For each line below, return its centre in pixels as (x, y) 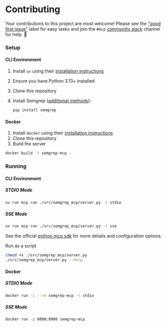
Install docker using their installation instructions (63, 133)
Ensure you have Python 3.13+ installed (54, 81)
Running (16, 166)
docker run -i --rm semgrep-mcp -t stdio (50, 295)
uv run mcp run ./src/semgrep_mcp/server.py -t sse (61, 226)
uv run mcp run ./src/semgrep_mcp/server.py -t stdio (63, 203)
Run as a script (21, 246)
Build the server (29, 144)
